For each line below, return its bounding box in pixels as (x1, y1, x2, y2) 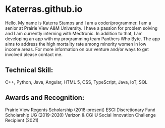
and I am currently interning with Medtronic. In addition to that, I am (5, 30, 143, 36)
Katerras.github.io (5, 3, 83, 15)
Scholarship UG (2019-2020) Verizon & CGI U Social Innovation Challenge (5, 112, 156, 118)
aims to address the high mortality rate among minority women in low (5, 41, 147, 47)
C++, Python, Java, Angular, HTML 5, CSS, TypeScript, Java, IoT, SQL (5, 79, 148, 85)
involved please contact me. (5, 51, 63, 58)
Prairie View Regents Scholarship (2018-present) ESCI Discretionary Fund (5, 107, 156, 113)
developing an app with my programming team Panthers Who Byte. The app (5, 36, 160, 42)
